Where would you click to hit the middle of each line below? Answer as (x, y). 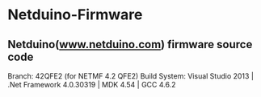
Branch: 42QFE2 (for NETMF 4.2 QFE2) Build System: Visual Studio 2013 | (130, 76)
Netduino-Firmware (75, 15)
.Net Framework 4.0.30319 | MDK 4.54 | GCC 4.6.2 (92, 85)
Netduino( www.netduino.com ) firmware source (130, 44)
